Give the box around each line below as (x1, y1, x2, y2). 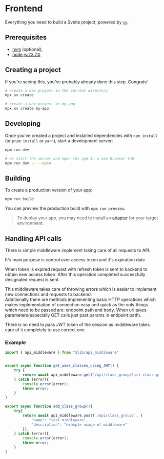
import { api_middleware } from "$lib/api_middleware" (5, 350, 119, 355)
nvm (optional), (12, 46, 43, 52)
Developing (5, 119, 41, 128)
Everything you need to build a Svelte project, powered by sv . (5, 19, 129, 25)
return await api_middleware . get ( (22, 372, 93, 377)
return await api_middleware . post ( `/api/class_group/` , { (22, 413, 143, 418)
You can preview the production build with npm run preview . (5, 206, 125, 211)
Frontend (5, 3, 43, 14)
